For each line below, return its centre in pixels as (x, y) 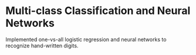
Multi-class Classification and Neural (98, 11)
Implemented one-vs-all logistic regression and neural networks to (86, 39)
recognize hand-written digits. (42, 46)
